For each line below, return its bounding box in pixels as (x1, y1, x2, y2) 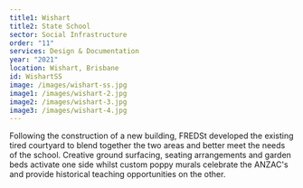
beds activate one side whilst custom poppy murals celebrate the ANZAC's (9, 159, 289, 170)
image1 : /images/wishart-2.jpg (9, 89, 128, 98)
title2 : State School (9, 22, 91, 31)
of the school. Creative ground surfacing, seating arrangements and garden (9, 150, 292, 161)
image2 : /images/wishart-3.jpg (9, 97, 128, 107)
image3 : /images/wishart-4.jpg (9, 106, 128, 115)
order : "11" (9, 38, 54, 48)
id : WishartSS (9, 72, 63, 81)
